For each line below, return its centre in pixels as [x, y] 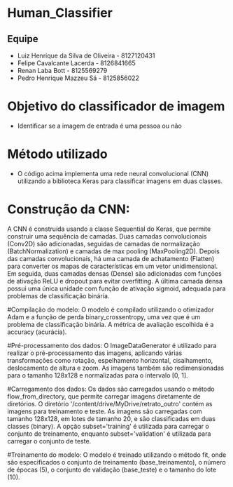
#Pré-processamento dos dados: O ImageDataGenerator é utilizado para [112, 345]
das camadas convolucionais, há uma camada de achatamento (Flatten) [111, 258]
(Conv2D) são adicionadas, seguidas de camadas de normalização [104, 243]
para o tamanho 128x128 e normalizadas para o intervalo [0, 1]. [98, 375]
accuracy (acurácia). [37, 332]
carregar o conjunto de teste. [49, 441]
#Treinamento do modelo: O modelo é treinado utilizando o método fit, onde [117, 455]
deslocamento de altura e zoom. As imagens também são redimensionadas [116, 368]
